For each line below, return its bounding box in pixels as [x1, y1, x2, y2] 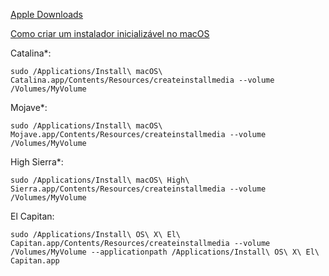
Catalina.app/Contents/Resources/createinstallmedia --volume [10, 75, 275, 85]
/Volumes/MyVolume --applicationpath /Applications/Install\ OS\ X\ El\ [10, 247, 320, 257]
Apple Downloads [10, 9, 84, 20]
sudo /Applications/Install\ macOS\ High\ [10, 175, 190, 185]
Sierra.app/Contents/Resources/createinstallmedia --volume [10, 184, 267, 194]
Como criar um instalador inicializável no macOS [10, 28, 210, 39]
